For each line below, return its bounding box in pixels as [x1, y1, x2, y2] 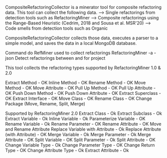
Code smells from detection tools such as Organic [5, 25, 108, 31]
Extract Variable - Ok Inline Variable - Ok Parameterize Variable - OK [5, 116, 146, 121]
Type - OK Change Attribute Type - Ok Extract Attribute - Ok [5, 148, 129, 153]
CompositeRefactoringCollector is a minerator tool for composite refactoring [5, 4, 162, 10]
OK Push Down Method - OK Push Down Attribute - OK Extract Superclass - [5, 90, 161, 96]
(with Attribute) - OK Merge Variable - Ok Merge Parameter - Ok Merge [5, 132, 151, 137]
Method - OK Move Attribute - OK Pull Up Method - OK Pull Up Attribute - [5, 85, 156, 91]
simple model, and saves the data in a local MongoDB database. [5, 40, 137, 46]
